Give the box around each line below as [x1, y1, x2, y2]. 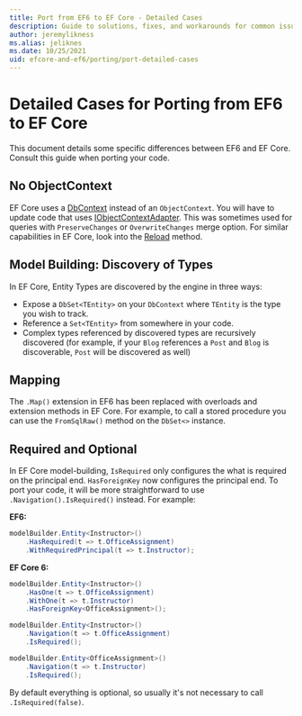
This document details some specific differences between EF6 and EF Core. [9, 142, 291, 153]
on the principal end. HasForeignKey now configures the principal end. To [9, 475, 279, 486]
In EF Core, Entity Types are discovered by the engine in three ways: [9, 281, 262, 292]
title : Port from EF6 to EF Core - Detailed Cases [9, 13, 203, 23]
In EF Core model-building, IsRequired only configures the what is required [9, 466, 288, 476]
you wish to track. [22, 308, 89, 319]
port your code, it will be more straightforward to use [9, 485, 205, 495]
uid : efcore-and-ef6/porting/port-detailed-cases [9, 55, 200, 64]
